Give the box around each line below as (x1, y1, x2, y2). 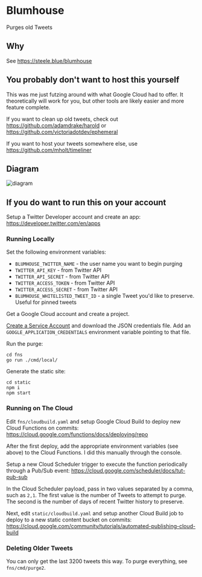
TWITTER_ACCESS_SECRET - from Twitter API (14, 286, 118, 293)
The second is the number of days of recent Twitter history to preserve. (6, 498, 185, 505)
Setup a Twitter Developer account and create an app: (6, 213, 141, 221)
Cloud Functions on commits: (6, 424, 79, 431)
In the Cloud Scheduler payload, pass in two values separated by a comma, (6, 485, 194, 492)
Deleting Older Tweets (6, 544, 74, 552)
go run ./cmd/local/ (6, 357, 58, 363)
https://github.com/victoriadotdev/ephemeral (6, 128, 118, 135)
